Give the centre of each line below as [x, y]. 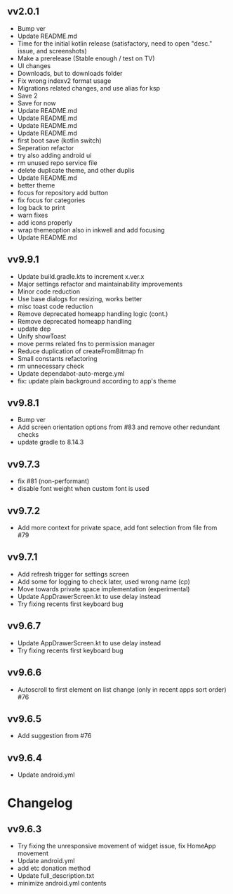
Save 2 [27, 96]
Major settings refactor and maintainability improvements [100, 284]
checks [28, 435]
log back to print [41, 207]
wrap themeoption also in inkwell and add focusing [91, 230]
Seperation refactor [46, 147]
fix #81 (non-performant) [53, 481]
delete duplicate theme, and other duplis [76, 170]
